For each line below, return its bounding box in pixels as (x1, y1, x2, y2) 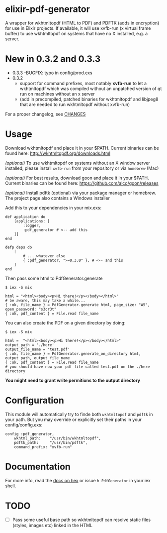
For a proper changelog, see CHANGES (5, 111, 86, 117)
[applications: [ (14, 218, 50, 223)
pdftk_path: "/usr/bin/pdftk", (14, 440, 88, 445)
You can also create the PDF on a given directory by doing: (5, 320, 126, 325)
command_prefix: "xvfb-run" (14, 444, 72, 449)
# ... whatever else (23, 253, 66, 258)
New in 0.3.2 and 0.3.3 (5, 53, 101, 65)
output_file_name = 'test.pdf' (5, 347, 70, 352)
